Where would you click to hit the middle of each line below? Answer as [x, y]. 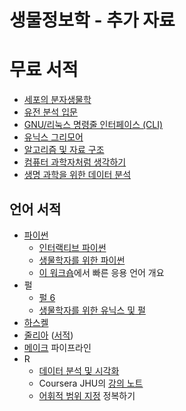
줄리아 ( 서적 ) [48, 335]
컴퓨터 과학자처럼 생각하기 [75, 162]
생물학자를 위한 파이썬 [82, 260]
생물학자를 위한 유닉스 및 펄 [92, 310]
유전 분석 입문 [50, 112]
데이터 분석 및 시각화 [79, 370]
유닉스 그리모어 [53, 137]
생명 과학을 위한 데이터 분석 [77, 175]
